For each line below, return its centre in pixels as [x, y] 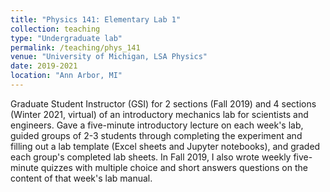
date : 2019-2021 [44, 66]
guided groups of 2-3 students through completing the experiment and [156, 135]
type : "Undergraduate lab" [66, 38]
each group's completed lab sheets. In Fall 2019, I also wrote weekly [151, 157]
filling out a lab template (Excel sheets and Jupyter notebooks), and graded [165, 146]
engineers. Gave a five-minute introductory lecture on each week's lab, [157, 125]
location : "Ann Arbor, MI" [66, 76]
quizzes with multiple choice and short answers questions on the [174, 167]
